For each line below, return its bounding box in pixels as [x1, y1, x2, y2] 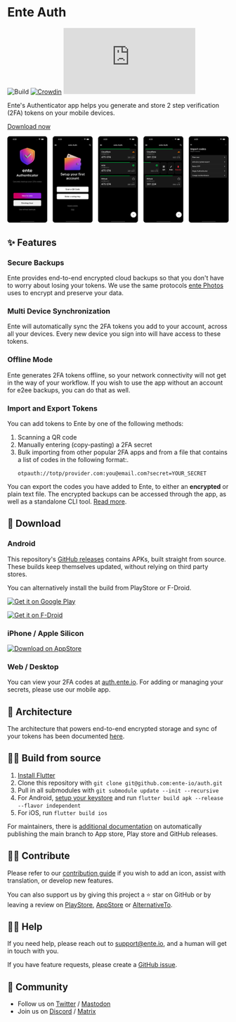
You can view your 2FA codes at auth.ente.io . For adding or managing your [7, 678, 223, 687]
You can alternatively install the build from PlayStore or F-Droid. [7, 583, 192, 592]
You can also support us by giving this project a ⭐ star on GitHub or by [7, 890, 211, 899]
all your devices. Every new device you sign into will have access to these [7, 330, 221, 338]
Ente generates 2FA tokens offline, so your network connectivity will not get [7, 370, 227, 379]
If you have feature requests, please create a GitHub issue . [7, 961, 178, 969]
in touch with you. [7, 947, 59, 955]
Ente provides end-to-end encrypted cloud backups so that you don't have [7, 274, 225, 282]
